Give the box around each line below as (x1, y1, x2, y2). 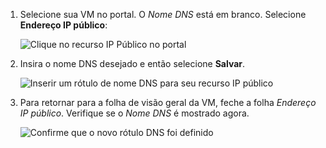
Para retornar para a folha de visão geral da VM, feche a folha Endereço (19, 97, 317, 108)
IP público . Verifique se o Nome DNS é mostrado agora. (19, 107, 250, 119)
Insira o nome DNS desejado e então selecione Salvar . (19, 58, 246, 69)
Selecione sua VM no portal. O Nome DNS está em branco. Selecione (19, 9, 307, 20)
